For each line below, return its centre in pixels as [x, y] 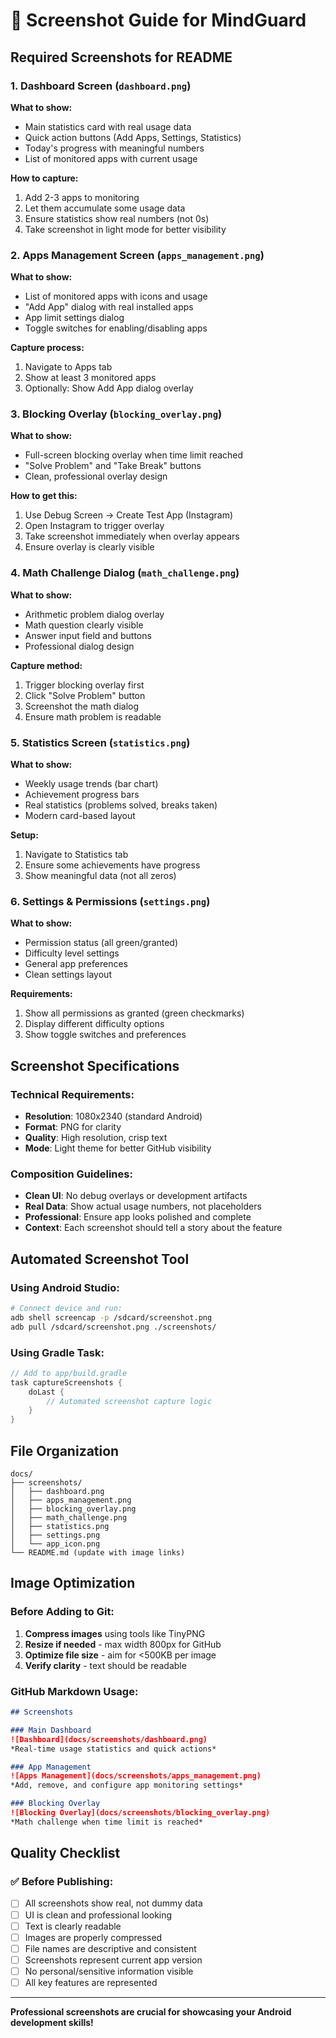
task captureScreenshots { [66, 1382]
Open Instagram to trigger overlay [94, 526]
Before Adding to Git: [62, 1612]
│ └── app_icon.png [55, 1544]
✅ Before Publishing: [62, 1882]
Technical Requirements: [72, 1094]
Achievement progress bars [82, 795]
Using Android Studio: [65, 1287]
